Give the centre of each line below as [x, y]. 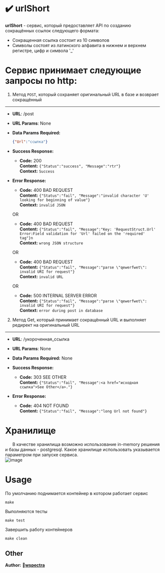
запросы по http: [41, 81]
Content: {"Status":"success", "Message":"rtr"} [70, 166]
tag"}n [26, 238]
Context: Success [37, 171]
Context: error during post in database [61, 310]
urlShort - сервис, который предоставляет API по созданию [68, 25]
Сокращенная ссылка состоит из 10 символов [61, 40]
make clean [16, 538]
